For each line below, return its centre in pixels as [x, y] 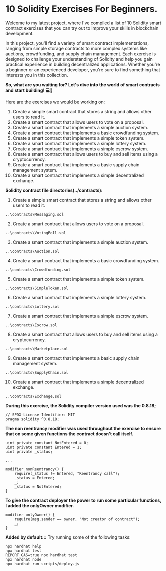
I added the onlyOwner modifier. [40, 505]
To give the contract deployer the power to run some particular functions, [83, 500]
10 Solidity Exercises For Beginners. [82, 9]
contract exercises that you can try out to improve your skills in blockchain [82, 28]
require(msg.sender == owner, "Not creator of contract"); [77, 519]
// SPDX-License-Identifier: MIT [40, 415]
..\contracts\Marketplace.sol [37, 349]
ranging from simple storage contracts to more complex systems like [76, 48]
